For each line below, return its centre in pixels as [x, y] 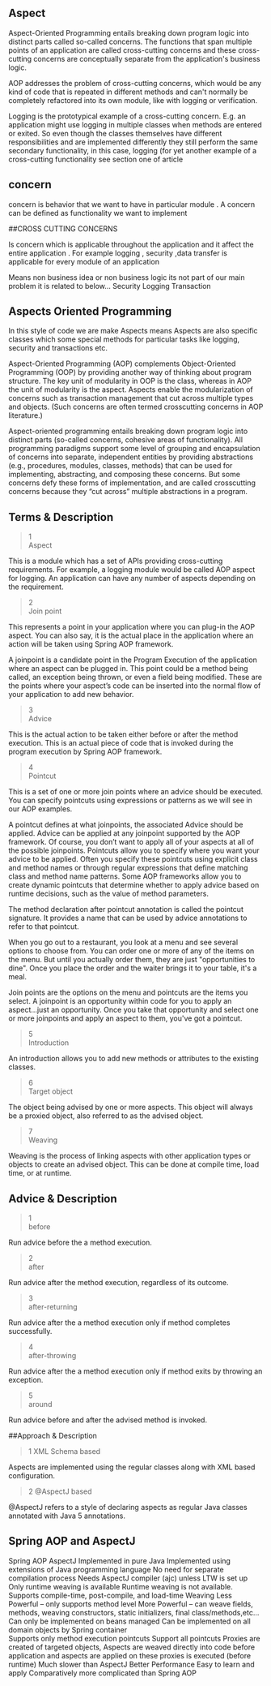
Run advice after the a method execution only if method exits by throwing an [135, 1371]
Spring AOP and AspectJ [72, 1541]
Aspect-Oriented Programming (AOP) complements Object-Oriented [122, 363]
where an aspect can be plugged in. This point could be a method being [128, 669]
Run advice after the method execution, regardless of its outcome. [119, 1283]
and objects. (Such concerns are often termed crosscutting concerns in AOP [136, 407]
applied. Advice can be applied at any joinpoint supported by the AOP [124, 833]
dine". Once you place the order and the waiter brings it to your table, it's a [133, 968]
